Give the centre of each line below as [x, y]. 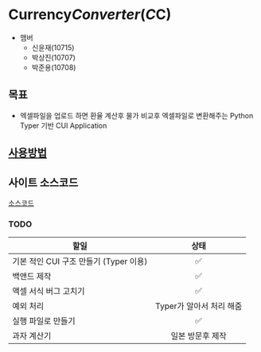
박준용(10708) [54, 67]
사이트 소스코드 [43, 182]
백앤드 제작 [32, 277]
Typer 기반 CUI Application [63, 126]
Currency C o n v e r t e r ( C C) [90, 15]
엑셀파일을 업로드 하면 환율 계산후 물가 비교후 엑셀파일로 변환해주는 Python [136, 115]
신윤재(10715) [53, 47]
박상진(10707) [53, 57]
